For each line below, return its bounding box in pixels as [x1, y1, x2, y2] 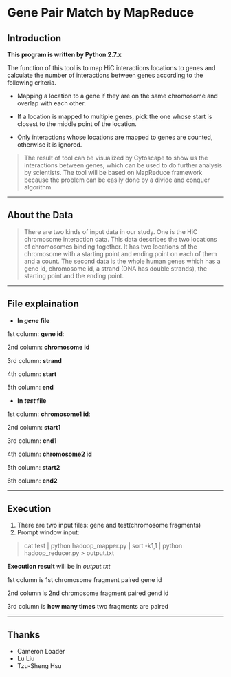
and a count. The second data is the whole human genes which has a [23, 257, 221, 265]
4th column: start [7, 370, 57, 378]
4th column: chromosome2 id [7, 450, 92, 458]
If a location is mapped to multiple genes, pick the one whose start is [16, 112, 212, 121]
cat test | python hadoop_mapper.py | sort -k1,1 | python [23, 542, 183, 550]
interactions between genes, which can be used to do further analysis [23, 161, 222, 169]
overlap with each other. [16, 99, 86, 107]
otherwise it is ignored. [16, 140, 82, 149]
